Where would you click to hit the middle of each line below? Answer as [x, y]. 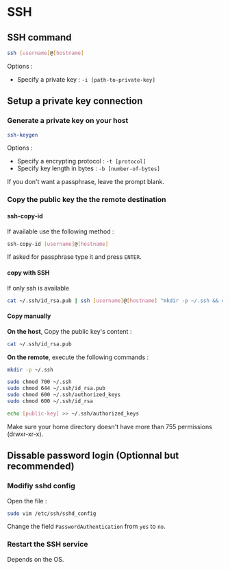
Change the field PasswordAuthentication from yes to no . [86, 527]
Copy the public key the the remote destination [87, 200]
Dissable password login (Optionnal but [93, 456]
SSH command [39, 37]
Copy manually [29, 316]
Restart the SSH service [48, 545]
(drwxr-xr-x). [25, 434]
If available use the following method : [61, 231]
